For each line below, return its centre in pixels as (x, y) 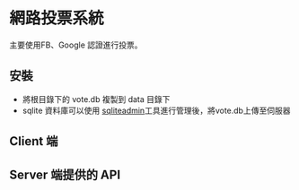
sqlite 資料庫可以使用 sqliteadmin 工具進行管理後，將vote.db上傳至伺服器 (156, 110)
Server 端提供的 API (65, 174)
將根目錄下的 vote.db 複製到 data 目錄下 (96, 99)
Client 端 (34, 141)
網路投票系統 (57, 18)
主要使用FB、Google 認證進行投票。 (76, 45)
